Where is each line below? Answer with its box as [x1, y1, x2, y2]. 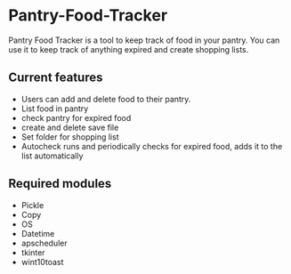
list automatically [20, 150, 84, 161]
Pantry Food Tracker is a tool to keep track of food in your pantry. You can [8, 35, 280, 45]
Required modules [8, 176, 112, 191]
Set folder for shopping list [20, 131, 119, 142]
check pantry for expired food [20, 112, 132, 123]
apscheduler [20, 238, 68, 248]
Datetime [20, 228, 55, 238]
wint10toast [20, 256, 64, 267]
